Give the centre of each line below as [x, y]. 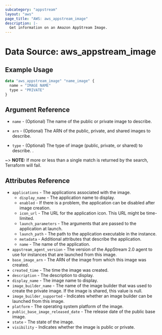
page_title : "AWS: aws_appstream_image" [47, 19]
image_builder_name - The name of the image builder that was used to [82, 286]
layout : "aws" [19, 14]
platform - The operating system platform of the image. [68, 306]
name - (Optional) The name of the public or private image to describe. [82, 121]
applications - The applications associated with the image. [72, 193]
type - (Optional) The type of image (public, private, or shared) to [77, 146]
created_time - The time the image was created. [60, 270]
